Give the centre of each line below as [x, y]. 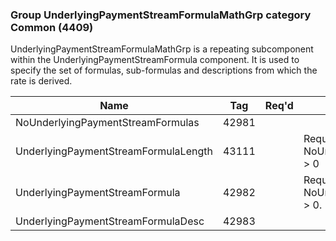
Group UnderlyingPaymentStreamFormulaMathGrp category [161, 15]
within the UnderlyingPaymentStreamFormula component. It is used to [155, 60]
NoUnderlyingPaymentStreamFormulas [107, 123]
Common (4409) [52, 27]
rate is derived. [41, 81]
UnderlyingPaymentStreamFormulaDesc [110, 221]
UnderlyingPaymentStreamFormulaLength [114, 151]
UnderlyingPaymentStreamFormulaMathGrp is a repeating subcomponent [162, 49]
